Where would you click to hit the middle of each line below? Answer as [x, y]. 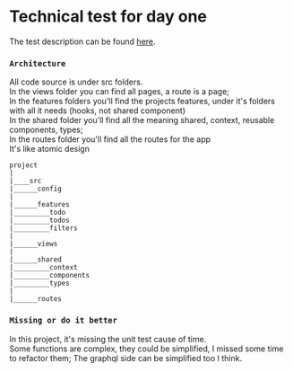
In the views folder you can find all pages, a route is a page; [120, 92]
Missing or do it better [64, 320]
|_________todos [39, 221]
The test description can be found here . [82, 41]
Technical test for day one [108, 17]
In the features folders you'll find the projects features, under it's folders [142, 102]
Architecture [38, 63]
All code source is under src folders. [76, 82]
